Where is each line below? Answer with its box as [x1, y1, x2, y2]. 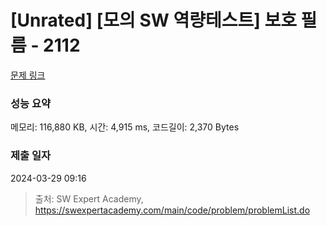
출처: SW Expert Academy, [34, 192, 144, 205]
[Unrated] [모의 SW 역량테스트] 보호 [10, 9, 297, 32]
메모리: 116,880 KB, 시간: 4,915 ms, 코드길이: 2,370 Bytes [10, 121, 240, 133]
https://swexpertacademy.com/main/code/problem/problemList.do [34, 204, 311, 216]
